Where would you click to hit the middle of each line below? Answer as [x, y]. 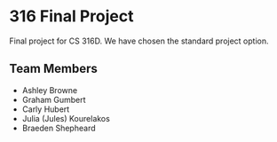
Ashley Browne [50, 90]
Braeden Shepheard [59, 128]
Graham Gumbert [54, 99]
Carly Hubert [46, 109]
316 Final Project [71, 16]
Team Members [53, 69]
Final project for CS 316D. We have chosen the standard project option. [139, 41]
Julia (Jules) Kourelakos [66, 118]
